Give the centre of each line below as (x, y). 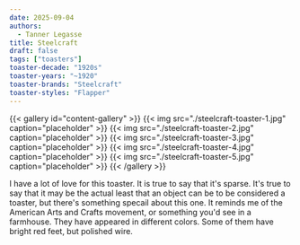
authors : (26, 26)
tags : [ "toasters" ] (46, 59)
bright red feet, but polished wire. (71, 231)
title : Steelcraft (44, 43)
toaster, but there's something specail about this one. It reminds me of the (146, 202)
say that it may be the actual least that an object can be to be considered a (147, 193)
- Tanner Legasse (50, 34)
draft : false (34, 51)
